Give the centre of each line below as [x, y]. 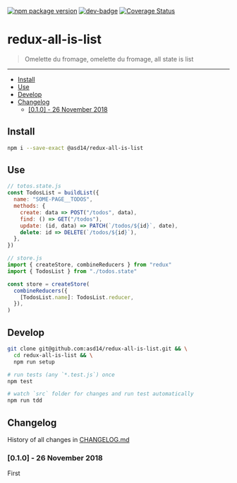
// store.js [25, 258]
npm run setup [34, 362]
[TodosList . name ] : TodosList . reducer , [77, 297]
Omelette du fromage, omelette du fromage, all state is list [109, 59]
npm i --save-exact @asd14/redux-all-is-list [75, 148]
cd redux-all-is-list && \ [53, 355]
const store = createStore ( [49, 284]
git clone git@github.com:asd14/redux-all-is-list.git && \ [98, 349]
